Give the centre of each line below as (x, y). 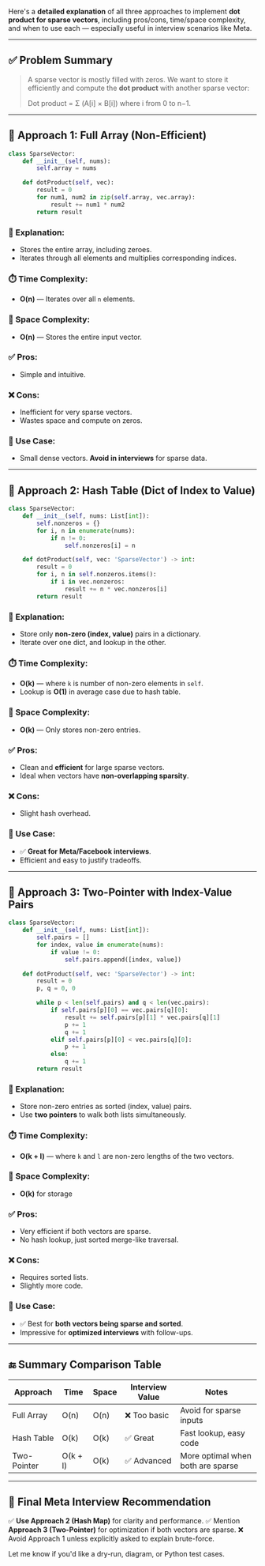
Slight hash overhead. (55, 813)
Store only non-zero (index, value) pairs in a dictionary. (110, 634)
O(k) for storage (46, 1194)
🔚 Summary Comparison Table (85, 1365)
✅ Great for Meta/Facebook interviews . (85, 851)
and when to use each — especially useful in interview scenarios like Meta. (130, 28)
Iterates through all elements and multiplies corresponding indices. (128, 258)
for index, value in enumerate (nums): (100, 945)
